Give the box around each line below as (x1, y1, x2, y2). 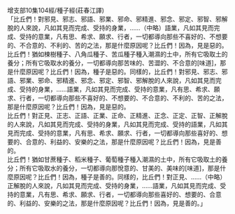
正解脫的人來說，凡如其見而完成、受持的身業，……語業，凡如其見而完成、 (7, 182, 220, 189)
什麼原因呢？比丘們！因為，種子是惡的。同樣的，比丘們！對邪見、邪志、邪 (13, 67, 228, 76)
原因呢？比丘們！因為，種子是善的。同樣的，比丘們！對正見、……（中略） (13, 173, 227, 181)
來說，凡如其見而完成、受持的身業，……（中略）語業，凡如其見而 (25, 24, 215, 32)
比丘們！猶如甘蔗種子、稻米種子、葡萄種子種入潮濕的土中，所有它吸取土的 (7, 155, 222, 163)
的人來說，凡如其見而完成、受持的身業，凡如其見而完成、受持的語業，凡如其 (7, 120, 228, 128)
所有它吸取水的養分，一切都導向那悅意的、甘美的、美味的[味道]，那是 (19, 164, 220, 172)
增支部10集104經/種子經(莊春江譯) (7, 6, 105, 14)
